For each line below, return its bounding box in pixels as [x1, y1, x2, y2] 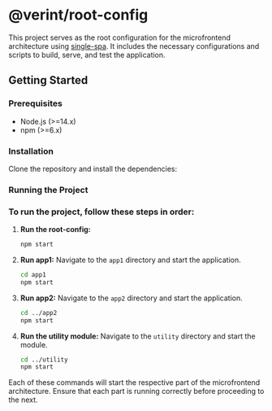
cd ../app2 [19, 308, 58, 317]
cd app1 [19, 271, 46, 279]
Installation [8, 145, 54, 156]
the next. [8, 395, 38, 404]
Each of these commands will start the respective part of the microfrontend [8, 378, 261, 387]
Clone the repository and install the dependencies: [8, 164, 178, 173]
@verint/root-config [8, 6, 149, 24]
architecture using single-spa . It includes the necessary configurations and [8, 41, 260, 50]
